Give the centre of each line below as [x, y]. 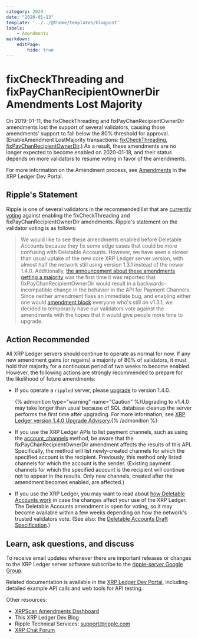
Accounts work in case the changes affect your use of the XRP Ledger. [101, 500]
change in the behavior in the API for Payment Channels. [122, 290]
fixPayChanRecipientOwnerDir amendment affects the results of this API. [103, 445]
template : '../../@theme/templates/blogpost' [63, 22]
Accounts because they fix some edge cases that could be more [99, 245]
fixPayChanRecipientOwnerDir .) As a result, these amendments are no [91, 146]
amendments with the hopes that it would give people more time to [102, 314]
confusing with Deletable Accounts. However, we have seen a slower [104, 252]
